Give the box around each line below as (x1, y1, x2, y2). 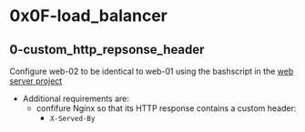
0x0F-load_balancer (9, 5, 168, 26)
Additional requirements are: (22, 93, 130, 104)
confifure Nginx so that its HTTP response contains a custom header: (36, 103, 297, 114)
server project (9, 76, 63, 86)
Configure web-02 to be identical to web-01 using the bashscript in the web (9, 66, 294, 76)
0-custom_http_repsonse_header (9, 42, 205, 57)
